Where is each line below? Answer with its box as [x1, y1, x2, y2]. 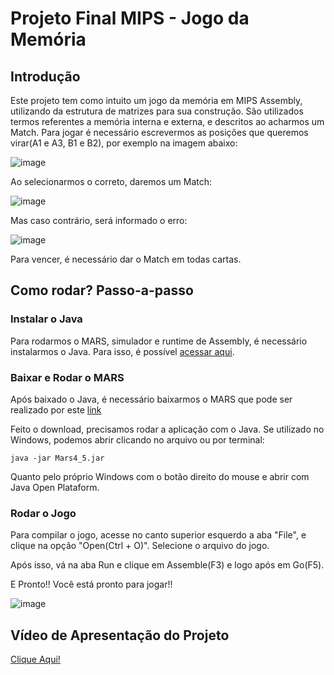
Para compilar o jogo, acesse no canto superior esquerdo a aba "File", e [10, 529, 307, 541]
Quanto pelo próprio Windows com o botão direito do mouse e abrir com [10, 470, 310, 482]
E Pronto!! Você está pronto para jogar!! [10, 578, 173, 591]
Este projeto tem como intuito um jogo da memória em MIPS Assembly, [10, 95, 303, 106]
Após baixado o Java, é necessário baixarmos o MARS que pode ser [10, 393, 293, 405]
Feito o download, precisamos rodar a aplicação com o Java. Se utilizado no [10, 423, 325, 435]
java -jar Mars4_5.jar [10, 453, 105, 463]
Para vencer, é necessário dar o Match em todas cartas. [10, 253, 242, 265]
